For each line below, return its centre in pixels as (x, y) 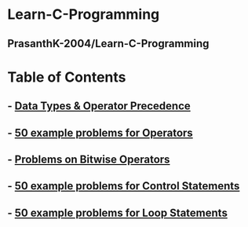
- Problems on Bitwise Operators (89, 159)
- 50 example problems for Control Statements (124, 186)
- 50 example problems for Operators (100, 132)
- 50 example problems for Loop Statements (118, 212)
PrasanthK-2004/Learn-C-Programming (108, 44)
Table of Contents (67, 77)
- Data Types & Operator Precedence (99, 106)
